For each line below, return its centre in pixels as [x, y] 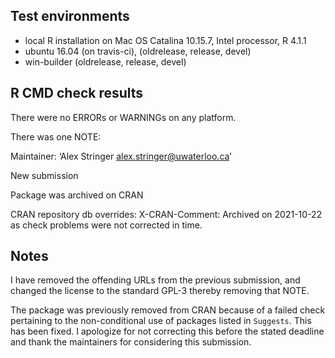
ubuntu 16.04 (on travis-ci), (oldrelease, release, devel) [138, 51]
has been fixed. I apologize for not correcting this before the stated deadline [167, 331]
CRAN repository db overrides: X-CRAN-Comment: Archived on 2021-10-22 [166, 214]
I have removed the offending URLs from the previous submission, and [155, 280]
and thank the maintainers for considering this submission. [131, 342]
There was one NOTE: [56, 136]
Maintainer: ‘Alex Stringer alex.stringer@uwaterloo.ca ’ [121, 156]
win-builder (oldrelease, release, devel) [105, 61]
